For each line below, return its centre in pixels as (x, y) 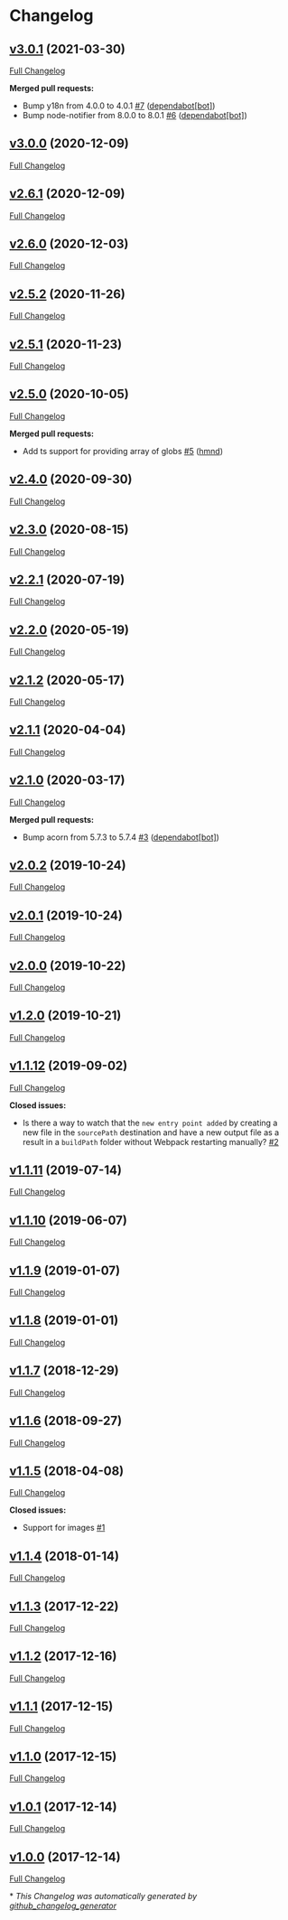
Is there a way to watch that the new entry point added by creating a (150, 1123)
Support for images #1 (64, 1528)
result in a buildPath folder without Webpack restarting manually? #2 (151, 1142)
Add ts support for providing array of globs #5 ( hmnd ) (123, 451)
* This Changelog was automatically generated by (103, 1896)
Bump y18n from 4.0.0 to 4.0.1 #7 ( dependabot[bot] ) (119, 106)
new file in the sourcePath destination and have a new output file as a (151, 1132)
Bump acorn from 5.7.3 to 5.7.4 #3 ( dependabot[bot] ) (121, 837)
